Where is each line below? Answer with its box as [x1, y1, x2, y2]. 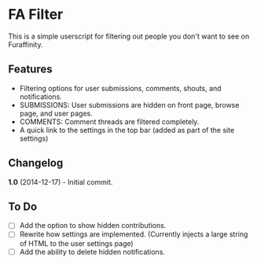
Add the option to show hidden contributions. [19, 221, 167, 230]
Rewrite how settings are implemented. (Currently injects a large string [19, 229, 248, 239]
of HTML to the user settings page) [19, 238, 134, 248]
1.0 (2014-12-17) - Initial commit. [8, 177, 113, 186]
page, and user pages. [19, 108, 93, 118]
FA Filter [8, 5, 64, 24]
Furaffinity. [8, 39, 43, 49]
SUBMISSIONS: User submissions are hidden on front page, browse [19, 100, 240, 109]
